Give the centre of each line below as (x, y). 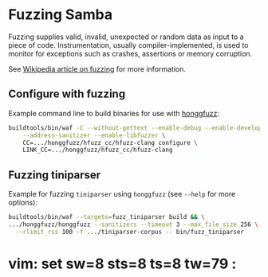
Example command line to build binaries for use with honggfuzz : (114, 113)
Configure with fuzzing (67, 94)
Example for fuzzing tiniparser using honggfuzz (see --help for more (122, 194)
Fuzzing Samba (61, 15)
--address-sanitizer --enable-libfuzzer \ (94, 135)
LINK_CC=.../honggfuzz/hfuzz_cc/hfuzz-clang (98, 150)
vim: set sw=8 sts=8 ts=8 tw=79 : (122, 263)
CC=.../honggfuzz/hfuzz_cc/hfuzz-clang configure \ (110, 142)
